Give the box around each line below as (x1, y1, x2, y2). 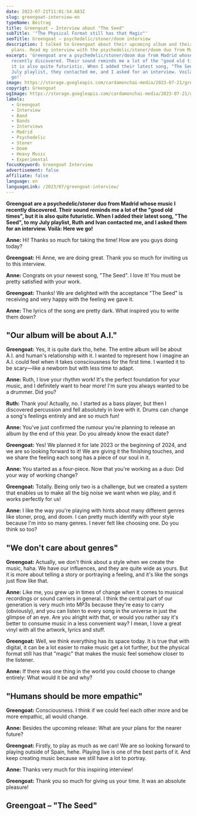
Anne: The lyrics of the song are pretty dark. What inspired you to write (6, 307, 179, 314)
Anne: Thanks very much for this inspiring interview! (6, 766, 134, 773)
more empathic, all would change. (6, 713, 88, 720)
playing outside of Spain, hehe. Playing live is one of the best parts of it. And (6, 748, 191, 755)
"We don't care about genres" (6, 543, 118, 553)
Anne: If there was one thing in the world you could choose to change (6, 668, 176, 675)
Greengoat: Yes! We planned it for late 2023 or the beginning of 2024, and (6, 442, 186, 449)
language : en (6, 178, 38, 184)
